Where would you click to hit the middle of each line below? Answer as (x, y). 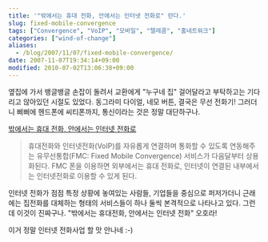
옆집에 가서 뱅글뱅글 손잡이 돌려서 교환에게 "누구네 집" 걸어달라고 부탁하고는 (127, 91)
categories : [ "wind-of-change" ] (62, 38)
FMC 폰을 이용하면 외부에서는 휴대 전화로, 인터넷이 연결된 (142, 166)
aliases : (23, 46)
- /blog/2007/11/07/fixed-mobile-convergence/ (94, 53)
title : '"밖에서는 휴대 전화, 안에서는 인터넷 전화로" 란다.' (97, 16)
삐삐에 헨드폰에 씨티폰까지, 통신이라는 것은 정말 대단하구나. (108, 111)
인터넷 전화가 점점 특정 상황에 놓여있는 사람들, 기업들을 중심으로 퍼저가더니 (125, 192)
